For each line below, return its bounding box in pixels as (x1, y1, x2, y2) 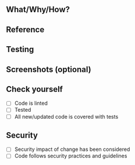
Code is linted (14, 99, 48, 107)
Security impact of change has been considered (14, 146, 130, 153)
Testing (6, 44, 34, 54)
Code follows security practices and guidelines (14, 152, 127, 160)
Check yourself (6, 84, 63, 94)
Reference (6, 25, 45, 35)
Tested (14, 106, 31, 114)
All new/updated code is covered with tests (14, 113, 119, 120)
